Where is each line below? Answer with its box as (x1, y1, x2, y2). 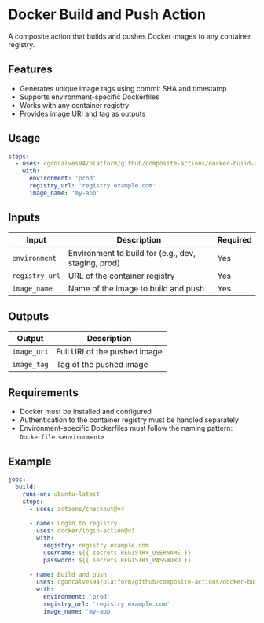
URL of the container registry (68, 270, 175, 281)
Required (217, 234, 252, 245)
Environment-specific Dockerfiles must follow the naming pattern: (19, 424, 233, 433)
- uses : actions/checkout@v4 (28, 505, 125, 513)
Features (8, 63, 53, 76)
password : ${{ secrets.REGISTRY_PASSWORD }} (42, 556, 192, 564)
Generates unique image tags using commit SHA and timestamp (19, 83, 227, 93)
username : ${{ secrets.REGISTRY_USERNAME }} (42, 549, 192, 557)
